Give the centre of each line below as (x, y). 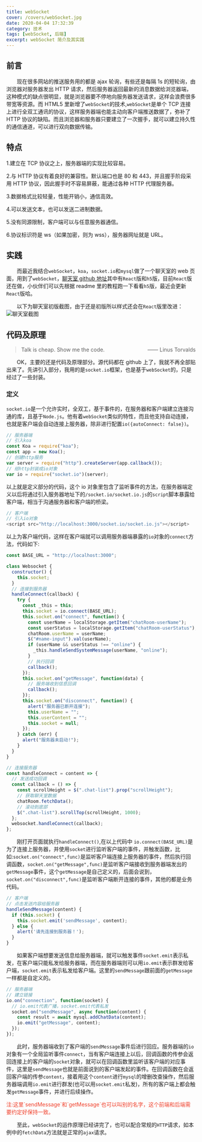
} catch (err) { (38, 735)
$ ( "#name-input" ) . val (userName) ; (70, 639)
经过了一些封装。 (27, 377)
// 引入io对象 (22, 519)
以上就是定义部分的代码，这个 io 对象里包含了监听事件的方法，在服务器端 (97, 486)
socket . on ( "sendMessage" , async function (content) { (79, 1012)
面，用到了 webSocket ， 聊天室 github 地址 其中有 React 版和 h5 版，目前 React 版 (99, 278)
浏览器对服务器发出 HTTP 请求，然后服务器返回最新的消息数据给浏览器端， (99, 89)
